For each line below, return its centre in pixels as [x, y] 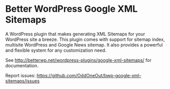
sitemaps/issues [23, 81]
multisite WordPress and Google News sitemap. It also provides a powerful [84, 44]
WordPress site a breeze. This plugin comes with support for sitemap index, [85, 39]
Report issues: [20, 75]
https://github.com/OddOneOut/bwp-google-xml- [89, 75]
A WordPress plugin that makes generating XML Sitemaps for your [75, 34]
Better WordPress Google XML [72, 9]
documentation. [22, 65]
